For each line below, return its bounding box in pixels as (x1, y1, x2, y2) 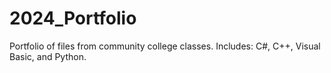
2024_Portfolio (9, 7, 137, 30)
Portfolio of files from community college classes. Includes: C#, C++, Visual (9, 40, 321, 52)
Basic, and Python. (9, 50, 87, 62)
